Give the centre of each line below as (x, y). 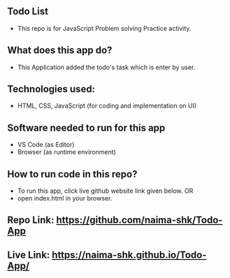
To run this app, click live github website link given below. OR (105, 191)
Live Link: (29, 255)
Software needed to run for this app (86, 127)
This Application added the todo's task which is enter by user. (106, 67)
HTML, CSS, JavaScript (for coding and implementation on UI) (107, 106)
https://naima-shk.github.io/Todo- (129, 255)
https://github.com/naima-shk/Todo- (139, 220)
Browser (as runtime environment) (67, 152)
